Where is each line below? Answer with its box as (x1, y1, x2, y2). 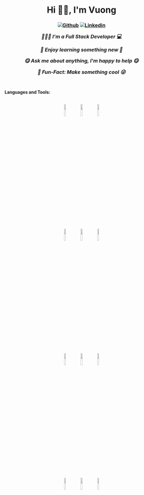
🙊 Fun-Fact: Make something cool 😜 (37, 69, 126, 75)
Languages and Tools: (4, 89, 51, 95)
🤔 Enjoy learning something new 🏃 (40, 46, 123, 53)
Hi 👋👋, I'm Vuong (46, 4, 117, 16)
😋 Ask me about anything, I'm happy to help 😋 (24, 57, 139, 64)
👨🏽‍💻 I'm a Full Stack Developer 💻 (41, 33, 122, 40)
